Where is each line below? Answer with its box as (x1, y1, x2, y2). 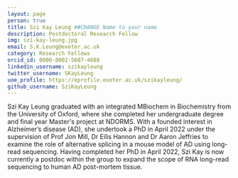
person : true (7, 17, 46, 24)
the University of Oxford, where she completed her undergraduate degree (7, 110, 224, 118)
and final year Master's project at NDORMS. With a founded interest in (7, 118, 213, 126)
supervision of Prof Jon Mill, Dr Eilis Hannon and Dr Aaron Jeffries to (7, 133, 208, 141)
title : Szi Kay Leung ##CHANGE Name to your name (7, 23, 158, 30)
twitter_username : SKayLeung (7, 69, 94, 77)
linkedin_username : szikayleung (7, 63, 103, 70)
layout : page (7, 10, 46, 18)
